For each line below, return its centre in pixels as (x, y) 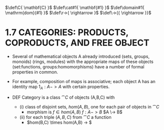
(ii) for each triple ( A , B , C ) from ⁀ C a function (65, 117)
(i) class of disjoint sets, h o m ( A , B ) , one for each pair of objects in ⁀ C (89, 107)
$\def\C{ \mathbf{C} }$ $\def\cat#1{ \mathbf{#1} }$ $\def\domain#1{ (75, 8)
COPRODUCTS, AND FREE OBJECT (77, 43)
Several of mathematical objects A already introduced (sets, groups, (81, 56)
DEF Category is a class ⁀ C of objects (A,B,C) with (63, 97)
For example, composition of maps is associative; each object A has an (84, 81)
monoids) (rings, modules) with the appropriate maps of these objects (83, 62)
